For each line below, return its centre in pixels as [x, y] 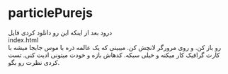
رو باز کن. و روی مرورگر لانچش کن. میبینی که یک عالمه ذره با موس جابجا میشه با [115, 47]
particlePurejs [50, 13]
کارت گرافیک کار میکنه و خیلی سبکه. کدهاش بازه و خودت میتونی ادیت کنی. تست [114, 55]
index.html [23, 39]
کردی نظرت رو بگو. [34, 62]
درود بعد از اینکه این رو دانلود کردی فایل [60, 32]
